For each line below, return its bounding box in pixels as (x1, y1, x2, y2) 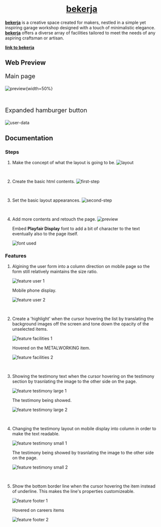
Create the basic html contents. (12, 179, 75, 185)
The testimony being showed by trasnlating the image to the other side (12, 450, 154, 456)
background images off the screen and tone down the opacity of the (12, 321, 149, 327)
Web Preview (5, 58, 46, 67)
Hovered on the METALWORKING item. (12, 345, 90, 351)
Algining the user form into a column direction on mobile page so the (12, 263, 150, 269)
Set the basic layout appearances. (12, 197, 81, 203)
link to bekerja (5, 44, 35, 50)
